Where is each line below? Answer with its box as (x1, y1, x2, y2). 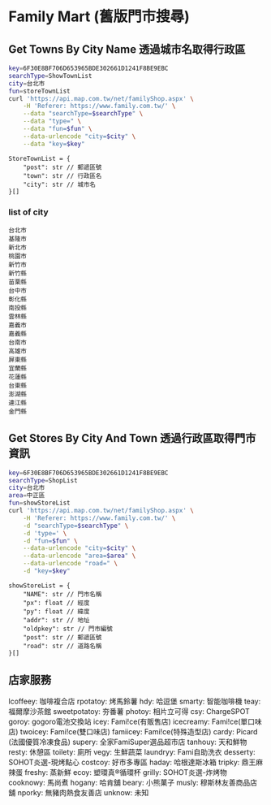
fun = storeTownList (8, 87, 71, 95)
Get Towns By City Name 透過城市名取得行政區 (8, 42, 246, 56)
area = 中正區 (8, 491, 45, 500)
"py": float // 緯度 (23, 607, 90, 616)
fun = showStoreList (8, 499, 71, 508)
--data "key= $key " (23, 140, 85, 148)
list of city (8, 206, 49, 218)
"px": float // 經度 (23, 599, 90, 607)
